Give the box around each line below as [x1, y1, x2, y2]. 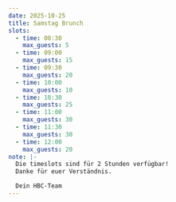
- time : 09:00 [15, 49, 62, 57]
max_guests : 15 [22, 57, 73, 65]
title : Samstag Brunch [8, 19, 84, 27]
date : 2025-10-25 [8, 11, 66, 20]
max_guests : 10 [22, 85, 73, 94]
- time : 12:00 [15, 137, 62, 146]
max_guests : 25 [22, 101, 73, 109]
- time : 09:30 [15, 64, 62, 72]
